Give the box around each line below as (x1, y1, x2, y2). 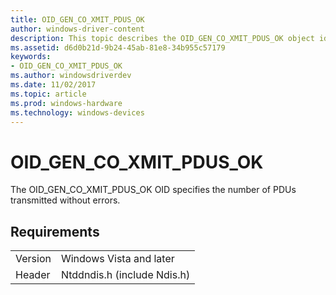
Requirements (10, 223, 100, 240)
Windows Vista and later (60, 252, 175, 266)
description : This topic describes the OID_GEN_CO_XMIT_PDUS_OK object (10, 33, 315, 43)
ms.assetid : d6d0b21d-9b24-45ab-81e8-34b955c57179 (10, 42, 226, 53)
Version (15, 252, 52, 266)
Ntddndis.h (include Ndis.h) (60, 268, 191, 282)
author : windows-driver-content (10, 24, 145, 34)
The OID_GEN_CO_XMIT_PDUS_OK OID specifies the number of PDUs (10, 184, 297, 196)
